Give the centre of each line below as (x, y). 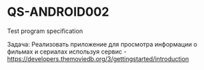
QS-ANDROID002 (58, 12)
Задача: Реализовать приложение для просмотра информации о (102, 44)
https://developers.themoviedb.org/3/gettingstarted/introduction (98, 58)
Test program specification (45, 31)
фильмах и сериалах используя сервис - (67, 51)
